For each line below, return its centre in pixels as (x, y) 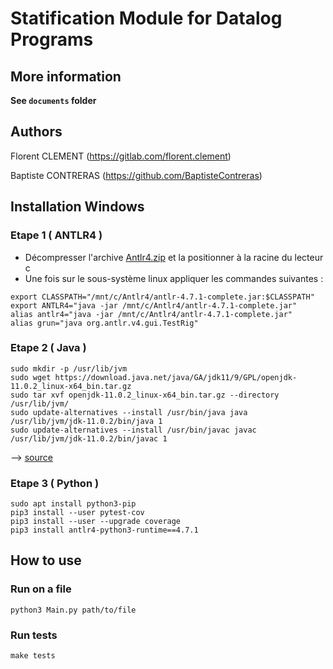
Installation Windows (77, 207)
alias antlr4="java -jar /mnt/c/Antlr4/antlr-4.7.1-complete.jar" (151, 314)
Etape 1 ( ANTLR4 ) (56, 235)
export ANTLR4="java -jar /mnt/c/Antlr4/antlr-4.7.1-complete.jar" (154, 305)
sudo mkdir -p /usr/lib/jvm (69, 368)
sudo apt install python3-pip (73, 504)
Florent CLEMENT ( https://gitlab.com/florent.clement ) (121, 156)
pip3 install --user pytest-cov (77, 513)
